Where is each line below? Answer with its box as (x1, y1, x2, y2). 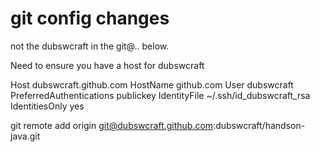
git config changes (10, 7, 170, 30)
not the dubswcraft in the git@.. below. (10, 40, 170, 52)
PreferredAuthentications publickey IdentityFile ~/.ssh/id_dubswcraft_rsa (10, 89, 311, 101)
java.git (10, 130, 41, 142)
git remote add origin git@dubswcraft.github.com (10, 119, 214, 131)
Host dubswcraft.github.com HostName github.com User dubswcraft (10, 78, 294, 91)
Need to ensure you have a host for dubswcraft (10, 59, 205, 71)
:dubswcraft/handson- (213, 119, 306, 131)
